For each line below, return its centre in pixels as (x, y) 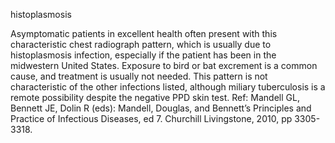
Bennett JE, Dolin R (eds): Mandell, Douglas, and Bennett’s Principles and (161, 108)
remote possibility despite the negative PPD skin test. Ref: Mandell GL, (155, 97)
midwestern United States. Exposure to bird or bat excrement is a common (164, 65)
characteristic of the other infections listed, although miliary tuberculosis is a (168, 87)
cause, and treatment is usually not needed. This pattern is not (139, 76)
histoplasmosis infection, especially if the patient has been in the (143, 55)
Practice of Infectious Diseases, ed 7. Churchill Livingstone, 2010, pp (151, 118)
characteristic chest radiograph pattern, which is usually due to (141, 44)
